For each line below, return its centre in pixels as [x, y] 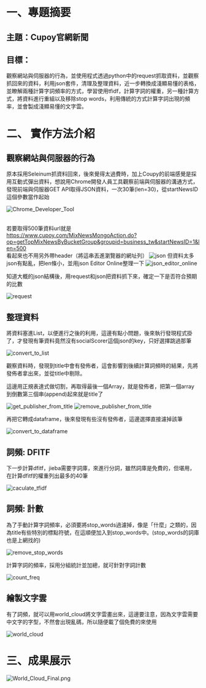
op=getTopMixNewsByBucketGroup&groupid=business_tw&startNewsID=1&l [103, 242]
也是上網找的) [24, 540]
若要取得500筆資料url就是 [39, 228]
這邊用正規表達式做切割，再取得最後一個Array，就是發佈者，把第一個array [101, 387]
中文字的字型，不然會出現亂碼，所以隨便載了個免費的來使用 [82, 622]
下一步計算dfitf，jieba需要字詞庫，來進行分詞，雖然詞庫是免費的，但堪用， [101, 468]
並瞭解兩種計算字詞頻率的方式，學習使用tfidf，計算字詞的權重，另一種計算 [100, 91]
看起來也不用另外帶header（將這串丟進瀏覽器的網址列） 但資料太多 [100, 256]
